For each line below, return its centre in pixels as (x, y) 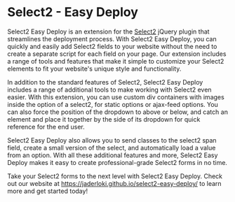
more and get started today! (48, 191)
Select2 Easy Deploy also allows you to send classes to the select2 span (112, 140)
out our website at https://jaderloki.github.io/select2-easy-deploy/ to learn (115, 183)
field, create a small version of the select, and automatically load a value (112, 147)
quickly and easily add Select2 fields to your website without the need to (112, 46)
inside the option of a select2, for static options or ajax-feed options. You (113, 104)
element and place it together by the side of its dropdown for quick (104, 119)
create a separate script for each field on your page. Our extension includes (117, 54)
